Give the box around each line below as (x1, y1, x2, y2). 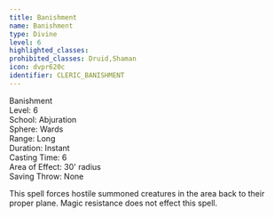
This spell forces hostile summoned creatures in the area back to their (9, 188, 265, 198)
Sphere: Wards (9, 124, 64, 134)
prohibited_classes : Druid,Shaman (9, 54, 137, 63)
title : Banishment (9, 12, 77, 22)
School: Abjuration (9, 114, 77, 125)
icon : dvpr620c (9, 63, 66, 72)
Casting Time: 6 (9, 152, 67, 163)
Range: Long (9, 133, 56, 143)
